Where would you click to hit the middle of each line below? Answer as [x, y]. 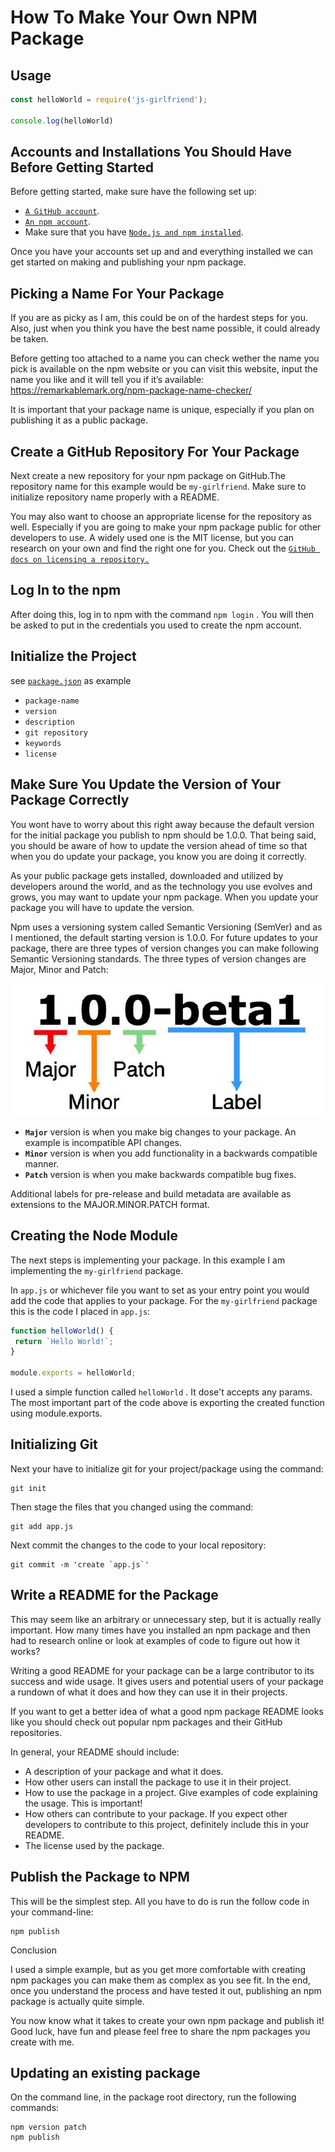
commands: [35, 2108]
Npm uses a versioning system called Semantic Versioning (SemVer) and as [166, 927]
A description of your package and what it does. [124, 1771]
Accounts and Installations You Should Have [151, 152]
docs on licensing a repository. [80, 560]
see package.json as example [71, 680]
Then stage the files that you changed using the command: [132, 1507]
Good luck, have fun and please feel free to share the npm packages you [160, 2031]
